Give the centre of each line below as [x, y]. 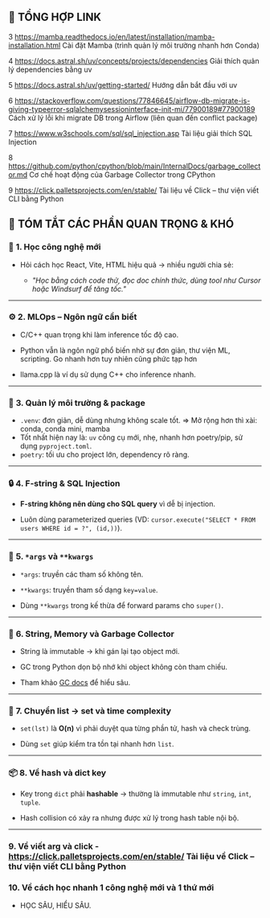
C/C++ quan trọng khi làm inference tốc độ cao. [99, 334]
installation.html [35, 45]
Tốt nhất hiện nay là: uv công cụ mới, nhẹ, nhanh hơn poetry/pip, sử [131, 437]
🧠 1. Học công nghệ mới [55, 247]
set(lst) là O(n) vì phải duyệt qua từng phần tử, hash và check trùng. [135, 729]
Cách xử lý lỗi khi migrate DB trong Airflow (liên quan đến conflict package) [133, 118]
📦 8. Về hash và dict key [57, 773]
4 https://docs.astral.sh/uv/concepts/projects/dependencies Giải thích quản [134, 60]
